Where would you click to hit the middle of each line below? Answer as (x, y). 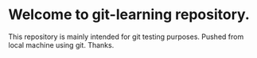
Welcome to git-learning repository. (129, 15)
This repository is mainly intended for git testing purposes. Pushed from (126, 37)
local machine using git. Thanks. (61, 44)
